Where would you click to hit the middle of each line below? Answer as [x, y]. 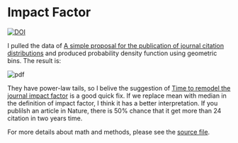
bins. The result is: [34, 60]
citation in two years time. [45, 118]
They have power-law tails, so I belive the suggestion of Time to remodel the [119, 88]
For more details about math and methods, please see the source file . [109, 132]
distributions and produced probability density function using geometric [112, 53]
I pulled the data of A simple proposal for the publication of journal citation [116, 45]
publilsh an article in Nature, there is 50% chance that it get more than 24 [114, 110]
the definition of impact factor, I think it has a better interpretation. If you [113, 103]
